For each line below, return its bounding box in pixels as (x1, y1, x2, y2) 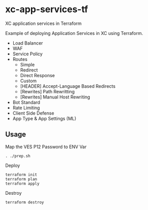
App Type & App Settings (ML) (12, 115, 77, 121)
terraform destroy (5, 199, 44, 205)
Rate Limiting (12, 104, 40, 111)
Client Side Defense (12, 110, 54, 116)
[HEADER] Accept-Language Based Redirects (20, 83, 116, 89)
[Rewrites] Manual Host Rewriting (20, 94, 90, 100)
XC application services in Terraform (5, 20, 82, 26)
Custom (20, 78, 37, 84)
